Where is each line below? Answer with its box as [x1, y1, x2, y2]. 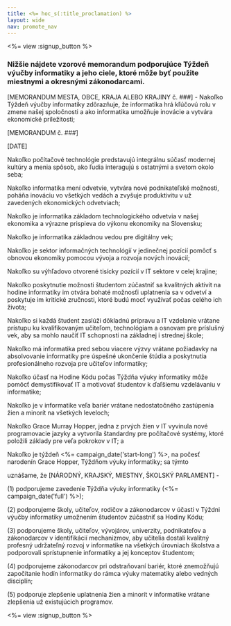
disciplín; [7, 577, 33, 585]
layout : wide [7, 17, 45, 24]
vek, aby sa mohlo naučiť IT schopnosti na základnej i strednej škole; [7, 331, 204, 339]
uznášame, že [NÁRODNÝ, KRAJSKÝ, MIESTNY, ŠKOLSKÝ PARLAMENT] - [7, 471, 220, 479]
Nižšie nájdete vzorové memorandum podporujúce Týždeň [7, 60, 209, 70]
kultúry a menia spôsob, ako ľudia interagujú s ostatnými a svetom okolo [7, 163, 214, 171]
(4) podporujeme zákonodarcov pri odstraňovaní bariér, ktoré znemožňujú [7, 561, 219, 570]
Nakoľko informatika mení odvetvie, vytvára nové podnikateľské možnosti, [7, 184, 220, 192]
